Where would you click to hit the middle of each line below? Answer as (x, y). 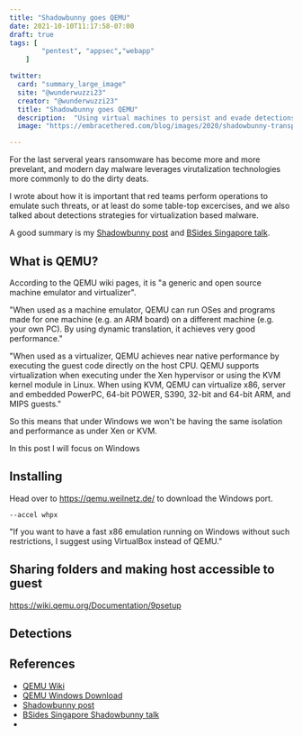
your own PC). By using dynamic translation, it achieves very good (133, 329)
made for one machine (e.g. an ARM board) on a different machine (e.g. (142, 319)
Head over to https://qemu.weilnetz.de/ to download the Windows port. (141, 498)
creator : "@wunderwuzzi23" (68, 101)
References (42, 664)
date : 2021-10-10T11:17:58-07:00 (72, 26)
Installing (36, 477)
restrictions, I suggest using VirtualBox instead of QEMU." (116, 541)
